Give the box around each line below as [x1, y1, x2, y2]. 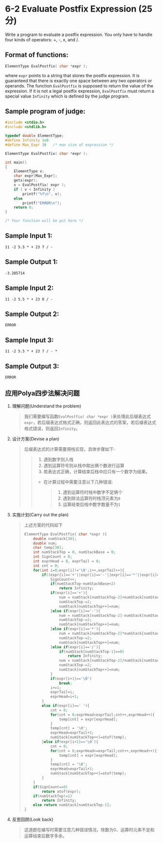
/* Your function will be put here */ [5, 219, 83, 223]
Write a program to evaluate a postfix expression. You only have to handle [5, 32, 153, 37]
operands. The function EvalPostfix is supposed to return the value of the [5, 83, 154, 88]
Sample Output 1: [5, 258, 58, 266]
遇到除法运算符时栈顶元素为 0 [63, 495, 120, 501]
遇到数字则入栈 [43, 456, 74, 462]
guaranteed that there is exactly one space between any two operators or [5, 78, 152, 84]
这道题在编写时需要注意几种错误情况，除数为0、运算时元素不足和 [24, 827, 155, 832]
